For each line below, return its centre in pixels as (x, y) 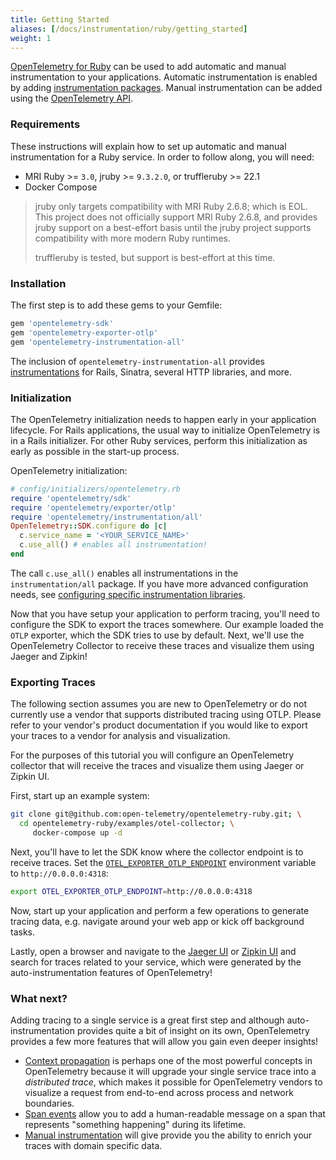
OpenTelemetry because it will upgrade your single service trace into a (170, 1071)
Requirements (45, 124)
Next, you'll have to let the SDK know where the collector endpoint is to (157, 852)
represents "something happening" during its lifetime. (135, 1124)
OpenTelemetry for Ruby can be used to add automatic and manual (148, 67)
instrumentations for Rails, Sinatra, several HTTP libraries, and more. (151, 372)
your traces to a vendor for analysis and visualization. (120, 736)
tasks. (23, 932)
